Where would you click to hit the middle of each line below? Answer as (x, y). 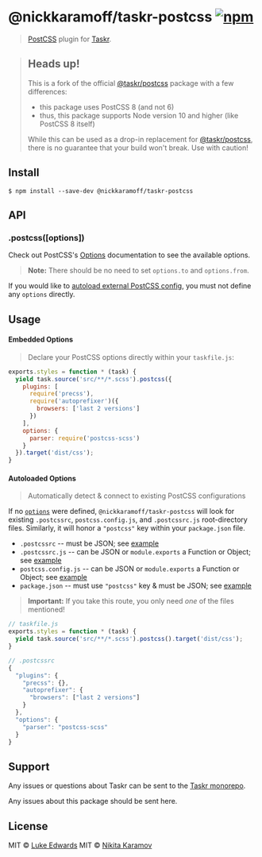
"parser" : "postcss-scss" (65, 727)
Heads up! (54, 64)
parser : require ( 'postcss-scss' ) (85, 438)
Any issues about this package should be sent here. (93, 801)
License (28, 826)
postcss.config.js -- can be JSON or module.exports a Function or (129, 569)
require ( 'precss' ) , (61, 394)
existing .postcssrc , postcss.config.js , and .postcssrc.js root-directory (128, 519)
